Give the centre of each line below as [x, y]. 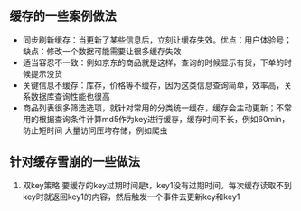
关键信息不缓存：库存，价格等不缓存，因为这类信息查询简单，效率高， [153, 85]
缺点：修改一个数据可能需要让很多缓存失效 [102, 51]
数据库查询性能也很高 [70, 96]
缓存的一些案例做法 [63, 16]
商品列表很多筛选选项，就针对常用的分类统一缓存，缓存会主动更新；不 [153, 108]
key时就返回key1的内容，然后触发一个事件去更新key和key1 [131, 197]
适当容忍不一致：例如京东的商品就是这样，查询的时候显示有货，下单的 [153, 62]
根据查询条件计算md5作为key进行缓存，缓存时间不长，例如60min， [164, 119]
